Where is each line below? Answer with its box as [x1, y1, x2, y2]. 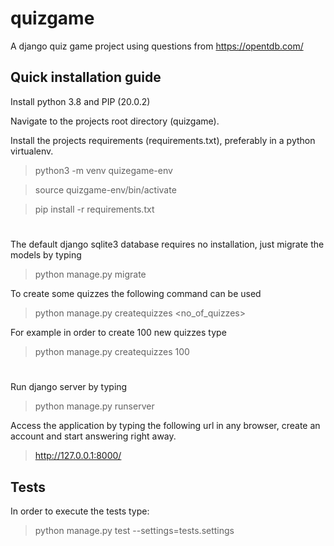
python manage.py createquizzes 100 [34, 345, 190, 357]
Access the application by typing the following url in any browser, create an [10, 420, 321, 432]
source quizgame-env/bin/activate [34, 183, 177, 196]
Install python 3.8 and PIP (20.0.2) [10, 95, 151, 107]
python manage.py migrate [34, 268, 147, 280]
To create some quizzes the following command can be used [10, 287, 262, 299]
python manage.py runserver [34, 400, 155, 412]
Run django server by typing [10, 381, 128, 393]
